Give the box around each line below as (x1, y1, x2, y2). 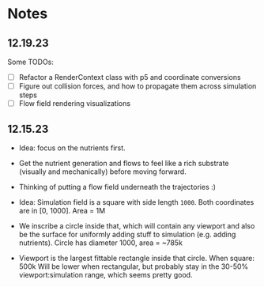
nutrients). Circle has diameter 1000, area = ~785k (18, 238, 183, 247)
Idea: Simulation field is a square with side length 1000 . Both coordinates (18, 198, 255, 206)
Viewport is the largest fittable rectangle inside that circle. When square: (18, 254, 255, 262)
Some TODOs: (7, 57, 55, 66)
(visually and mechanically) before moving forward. (18, 167, 187, 176)
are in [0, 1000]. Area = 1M (18, 206, 106, 215)
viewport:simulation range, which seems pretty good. (18, 270, 193, 279)
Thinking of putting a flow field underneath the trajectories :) (18, 183, 217, 191)
